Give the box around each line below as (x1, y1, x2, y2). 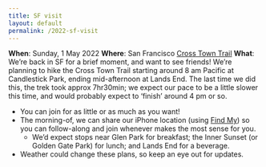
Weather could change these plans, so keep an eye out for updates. (19, 149, 244, 159)
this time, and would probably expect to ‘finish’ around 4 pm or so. (8, 92, 228, 101)
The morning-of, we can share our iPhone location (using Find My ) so (19, 116, 250, 125)
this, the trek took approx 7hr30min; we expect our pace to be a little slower (8, 83, 259, 92)
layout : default (8, 19, 62, 27)
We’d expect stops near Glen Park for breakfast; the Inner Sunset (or (31, 132, 259, 142)
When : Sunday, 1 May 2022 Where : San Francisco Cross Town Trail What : (8, 49, 255, 59)
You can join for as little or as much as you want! (19, 107, 180, 116)
